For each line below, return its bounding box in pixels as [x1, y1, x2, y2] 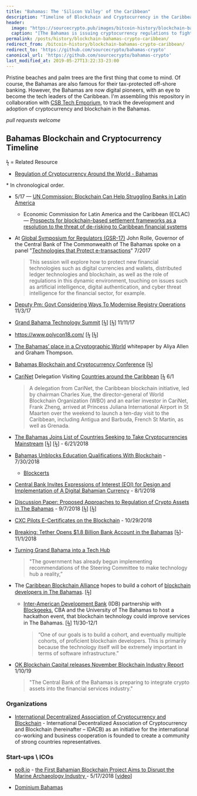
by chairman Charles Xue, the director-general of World [29, 391, 164, 398]
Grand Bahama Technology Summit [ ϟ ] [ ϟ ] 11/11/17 [14, 319, 135, 326]
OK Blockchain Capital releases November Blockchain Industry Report [14, 661, 184, 669]
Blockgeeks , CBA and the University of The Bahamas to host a [23, 606, 174, 614]
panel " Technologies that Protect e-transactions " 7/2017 [14, 247, 151, 254]
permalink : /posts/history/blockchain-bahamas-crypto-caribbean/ [6, 36, 169, 42]
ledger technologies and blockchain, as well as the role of [29, 271, 169, 278]
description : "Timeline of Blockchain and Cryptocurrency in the [6, 14, 169, 20]
